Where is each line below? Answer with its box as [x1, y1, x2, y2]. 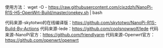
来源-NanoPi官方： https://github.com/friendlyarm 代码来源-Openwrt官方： [5, 32, 155, 37]
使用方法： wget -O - [5, 4, 47, 10]
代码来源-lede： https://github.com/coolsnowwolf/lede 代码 [40, 26, 159, 32]
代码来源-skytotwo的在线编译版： [5, 20, 72, 25]
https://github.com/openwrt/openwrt [5, 37, 79, 43]
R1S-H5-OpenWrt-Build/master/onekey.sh [5, 10, 89, 16]
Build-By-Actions [5, 26, 39, 32]
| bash [90, 10, 103, 16]
